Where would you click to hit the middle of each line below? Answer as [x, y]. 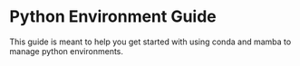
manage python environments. [67, 51]
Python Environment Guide [113, 17]
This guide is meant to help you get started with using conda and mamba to [150, 42]
